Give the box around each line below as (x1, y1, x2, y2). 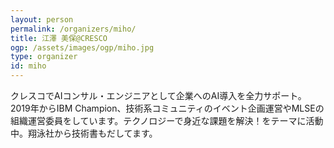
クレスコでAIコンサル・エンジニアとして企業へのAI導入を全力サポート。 (10, 90, 307, 101)
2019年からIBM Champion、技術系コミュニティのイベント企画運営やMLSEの (10, 102, 325, 114)
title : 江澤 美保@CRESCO (10, 33, 108, 43)
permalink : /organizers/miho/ (10, 24, 137, 34)
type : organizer (10, 52, 78, 62)
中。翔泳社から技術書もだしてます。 (10, 127, 158, 139)
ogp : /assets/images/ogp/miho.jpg (10, 42, 155, 53)
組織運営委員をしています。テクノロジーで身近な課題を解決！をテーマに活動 (10, 115, 324, 126)
